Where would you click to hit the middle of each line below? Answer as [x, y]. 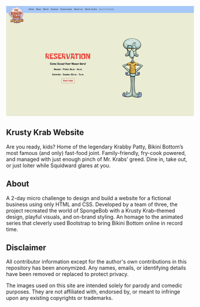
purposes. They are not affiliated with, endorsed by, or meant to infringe [93, 292]
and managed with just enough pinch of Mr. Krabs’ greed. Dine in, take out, [97, 159]
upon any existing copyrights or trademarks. [60, 298]
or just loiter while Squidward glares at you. [58, 165]
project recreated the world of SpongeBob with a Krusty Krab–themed [91, 210]
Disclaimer [26, 248]
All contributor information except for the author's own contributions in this [96, 262]
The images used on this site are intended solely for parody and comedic [94, 286]
